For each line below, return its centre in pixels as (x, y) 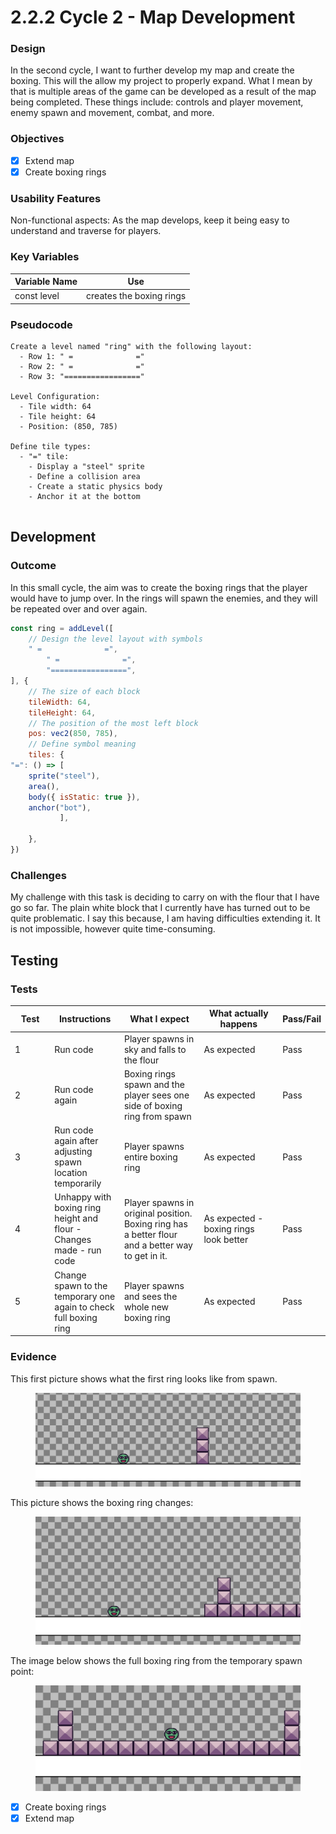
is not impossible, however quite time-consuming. (113, 929)
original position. (158, 1213)
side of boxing (153, 1105)
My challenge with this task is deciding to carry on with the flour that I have (165, 897)
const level (37, 296)
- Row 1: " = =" (82, 357)
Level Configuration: (55, 397)
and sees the (150, 1296)
